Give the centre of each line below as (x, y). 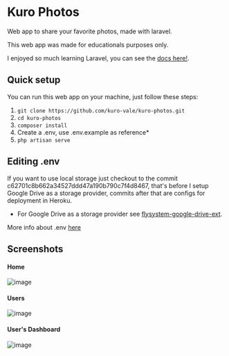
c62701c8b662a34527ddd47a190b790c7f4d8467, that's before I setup (108, 185)
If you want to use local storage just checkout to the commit (93, 178)
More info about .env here (44, 227)
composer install (42, 126)
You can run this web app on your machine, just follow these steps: (103, 96)
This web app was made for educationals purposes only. (88, 44)
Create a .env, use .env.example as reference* (83, 132)
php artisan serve (44, 140)
